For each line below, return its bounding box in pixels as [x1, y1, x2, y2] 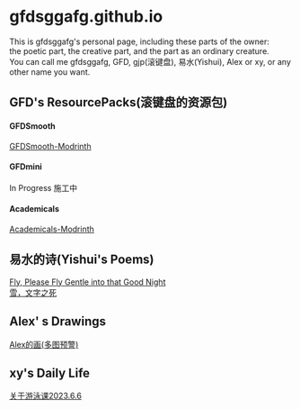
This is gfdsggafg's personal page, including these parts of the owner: [9, 36, 269, 47]
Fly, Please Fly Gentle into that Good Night [9, 277, 166, 287]
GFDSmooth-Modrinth [9, 141, 92, 151]
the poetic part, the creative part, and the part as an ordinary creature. [9, 45, 269, 56]
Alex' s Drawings [9, 314, 106, 330]
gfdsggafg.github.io [9, 6, 163, 27]
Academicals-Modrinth [9, 223, 94, 234]
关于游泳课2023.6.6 [9, 390, 83, 402]
